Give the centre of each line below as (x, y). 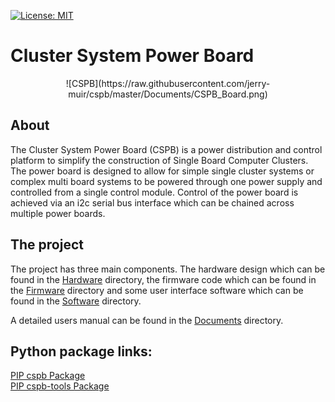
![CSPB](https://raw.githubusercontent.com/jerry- (168, 83)
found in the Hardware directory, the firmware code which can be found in (163, 279)
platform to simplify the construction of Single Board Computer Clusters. (159, 160)
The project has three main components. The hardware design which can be (168, 269)
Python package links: (81, 351)
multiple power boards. (58, 213)
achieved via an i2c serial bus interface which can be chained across (152, 202)
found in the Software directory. (76, 301)
